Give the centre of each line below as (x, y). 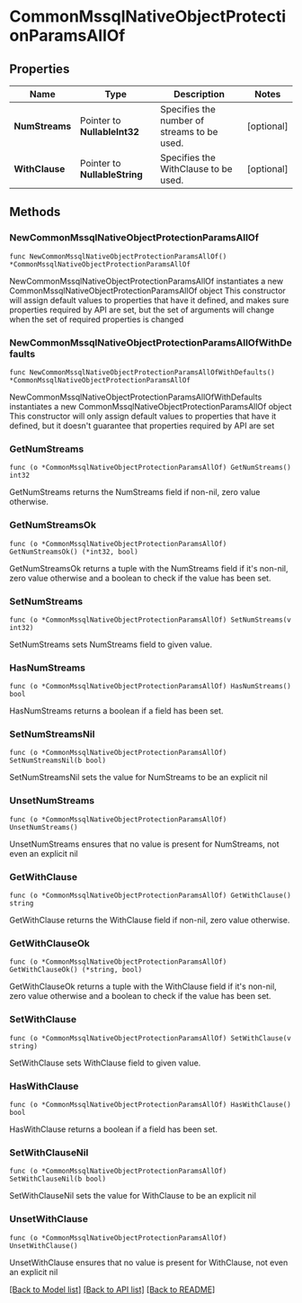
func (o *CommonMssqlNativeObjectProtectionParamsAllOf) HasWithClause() (151, 1104)
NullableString (111, 175)
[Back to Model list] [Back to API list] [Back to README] (112, 1290)
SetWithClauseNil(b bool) (58, 1179)
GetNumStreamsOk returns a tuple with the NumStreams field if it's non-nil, (149, 568)
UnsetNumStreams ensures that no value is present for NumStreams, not (145, 844)
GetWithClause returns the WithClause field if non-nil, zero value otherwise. (150, 921)
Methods (35, 212)
